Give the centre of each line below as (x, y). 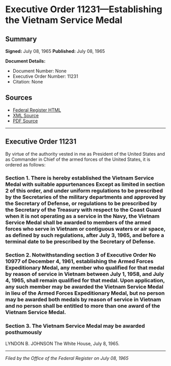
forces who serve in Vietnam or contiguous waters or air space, (85, 229)
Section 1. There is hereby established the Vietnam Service (80, 178)
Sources (19, 98)
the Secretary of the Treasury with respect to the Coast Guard (83, 210)
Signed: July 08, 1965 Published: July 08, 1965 (55, 51)
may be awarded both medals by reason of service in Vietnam (83, 300)
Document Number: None (40, 71)
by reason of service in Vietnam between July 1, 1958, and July (85, 274)
